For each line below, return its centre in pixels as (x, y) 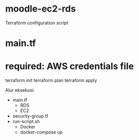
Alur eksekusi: (20, 90)
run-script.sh (26, 121)
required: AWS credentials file (69, 66)
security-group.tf (30, 116)
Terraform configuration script (37, 23)
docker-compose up (41, 132)
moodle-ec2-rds (40, 9)
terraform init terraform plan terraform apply (51, 80)
